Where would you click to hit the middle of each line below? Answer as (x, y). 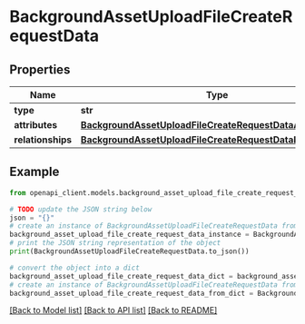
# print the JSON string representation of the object (115, 243)
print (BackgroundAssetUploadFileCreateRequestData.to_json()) (129, 251)
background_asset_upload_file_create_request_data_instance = (129, 235)
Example (34, 172)
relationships (43, 140)
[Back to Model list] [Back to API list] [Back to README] (113, 310)
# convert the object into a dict (75, 268)
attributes (35, 125)
